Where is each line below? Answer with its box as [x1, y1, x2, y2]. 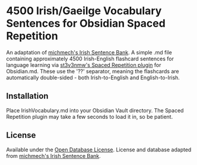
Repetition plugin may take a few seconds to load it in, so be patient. [6, 113, 173, 120]
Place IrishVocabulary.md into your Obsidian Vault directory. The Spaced [6, 106, 184, 114]
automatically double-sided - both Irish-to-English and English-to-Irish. [6, 74, 180, 81]
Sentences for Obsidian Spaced [6, 17, 166, 30]
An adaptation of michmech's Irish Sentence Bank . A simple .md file [6, 48, 172, 56]
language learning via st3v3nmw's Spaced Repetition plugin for [6, 61, 161, 69]
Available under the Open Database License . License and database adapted [6, 146, 192, 153]
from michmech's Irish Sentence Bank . [6, 152, 101, 159]
